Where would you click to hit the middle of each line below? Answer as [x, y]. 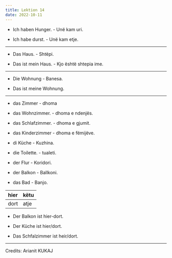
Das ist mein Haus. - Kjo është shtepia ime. [58, 64]
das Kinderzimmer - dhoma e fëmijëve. [54, 133]
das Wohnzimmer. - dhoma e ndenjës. [53, 113]
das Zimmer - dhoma [35, 103]
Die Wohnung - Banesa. [38, 78]
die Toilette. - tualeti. [34, 153]
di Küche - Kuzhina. [34, 143]
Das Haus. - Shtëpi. [33, 54]
